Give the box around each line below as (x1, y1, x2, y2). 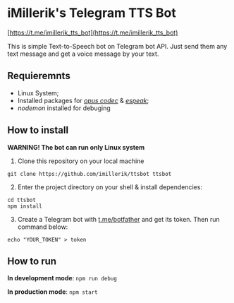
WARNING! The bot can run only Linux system (7, 143, 145, 151)
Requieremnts (7, 70, 70, 82)
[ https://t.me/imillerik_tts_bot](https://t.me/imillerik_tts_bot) (7, 28, 178, 37)
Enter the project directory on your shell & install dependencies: (17, 182, 203, 191)
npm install (7, 203, 42, 210)
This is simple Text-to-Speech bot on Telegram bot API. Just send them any (7, 42, 228, 50)
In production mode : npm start (7, 287, 98, 296)
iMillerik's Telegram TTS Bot (7, 5, 176, 21)
